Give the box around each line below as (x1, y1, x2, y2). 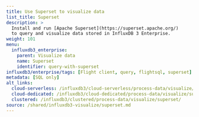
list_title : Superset (6, 14, 60, 20)
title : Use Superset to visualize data (6, 8, 105, 15)
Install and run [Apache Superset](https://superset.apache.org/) (11, 25, 179, 31)
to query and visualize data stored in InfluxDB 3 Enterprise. (11, 31, 171, 37)
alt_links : (6, 80, 33, 86)
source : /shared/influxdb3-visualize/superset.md (6, 102, 131, 108)
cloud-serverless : (11, 86, 57, 92)
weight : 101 (6, 36, 36, 42)
